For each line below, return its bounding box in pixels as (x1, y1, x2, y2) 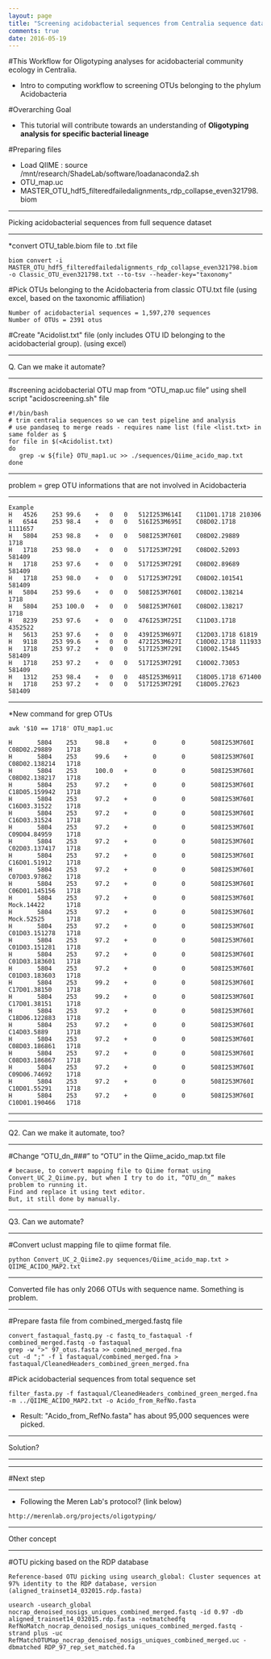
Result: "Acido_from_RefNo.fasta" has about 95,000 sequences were (19, 1411, 250, 1421)
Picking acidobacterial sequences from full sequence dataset (8, 218, 212, 228)
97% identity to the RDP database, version (8, 1580, 157, 1588)
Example (8, 504, 35, 512)
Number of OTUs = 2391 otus (8, 316, 103, 324)
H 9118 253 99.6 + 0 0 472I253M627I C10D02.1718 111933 (8, 638, 262, 646)
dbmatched (8, 1644, 42, 1652)
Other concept (8, 1534, 56, 1544)
